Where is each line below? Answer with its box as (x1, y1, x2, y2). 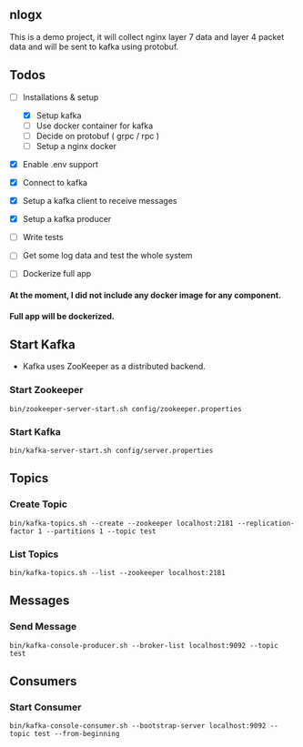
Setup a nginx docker (35, 140, 116, 151)
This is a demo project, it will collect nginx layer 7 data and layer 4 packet (9, 31, 285, 42)
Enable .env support (22, 158, 98, 169)
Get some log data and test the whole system (22, 250, 193, 261)
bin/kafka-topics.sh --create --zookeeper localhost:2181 (9, 519, 234, 528)
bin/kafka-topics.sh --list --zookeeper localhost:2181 (9, 568, 226, 577)
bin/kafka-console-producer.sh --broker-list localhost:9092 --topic (9, 641, 279, 650)
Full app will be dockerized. (9, 310, 116, 321)
